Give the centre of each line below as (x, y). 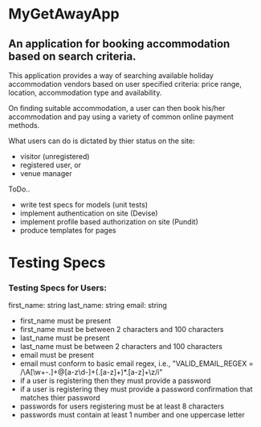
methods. (24, 125)
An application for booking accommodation (119, 44)
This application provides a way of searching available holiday (111, 76)
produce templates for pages (68, 230)
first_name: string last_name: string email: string (88, 306)
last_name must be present (65, 338)
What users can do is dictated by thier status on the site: (102, 141)
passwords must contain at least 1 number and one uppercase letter (132, 415)
